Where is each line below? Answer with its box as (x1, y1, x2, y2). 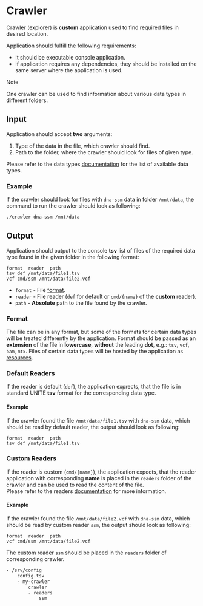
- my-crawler (17, 578, 50, 585)
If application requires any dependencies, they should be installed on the (15, 60, 197, 67)
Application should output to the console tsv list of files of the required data (6, 247, 196, 254)
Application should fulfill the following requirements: (6, 42, 136, 49)
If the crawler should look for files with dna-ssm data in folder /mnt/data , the (6, 196, 195, 203)
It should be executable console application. (15, 53, 125, 61)
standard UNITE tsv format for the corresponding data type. (6, 389, 156, 397)
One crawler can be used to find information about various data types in (6, 90, 187, 97)
